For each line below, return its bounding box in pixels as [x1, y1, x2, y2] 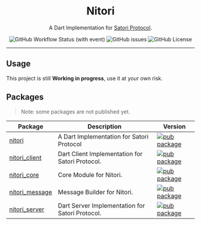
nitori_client [9, 153, 42, 161]
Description [87, 122, 121, 130]
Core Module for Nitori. [57, 170, 123, 179]
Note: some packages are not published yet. [20, 108, 130, 115]
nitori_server [9, 205, 45, 214]
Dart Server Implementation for [57, 201, 145, 209]
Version [163, 122, 186, 130]
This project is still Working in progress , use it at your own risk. [6, 74, 163, 82]
